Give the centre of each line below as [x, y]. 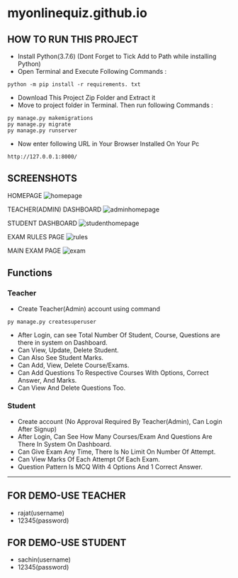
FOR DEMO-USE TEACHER [67, 496]
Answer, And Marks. [47, 380]
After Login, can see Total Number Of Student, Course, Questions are [119, 334]
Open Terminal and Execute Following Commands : [92, 71]
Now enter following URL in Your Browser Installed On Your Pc [108, 144]
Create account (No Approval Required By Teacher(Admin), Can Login [120, 421]
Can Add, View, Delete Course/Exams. [73, 365]
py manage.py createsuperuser [52, 322]
